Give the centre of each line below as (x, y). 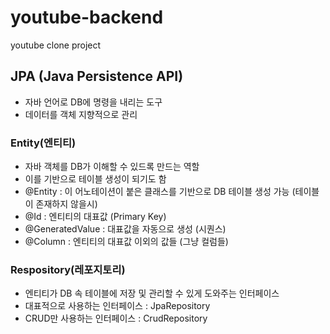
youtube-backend (87, 17)
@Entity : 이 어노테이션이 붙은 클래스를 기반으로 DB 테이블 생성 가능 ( (160, 192)
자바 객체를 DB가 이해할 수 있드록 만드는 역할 (112, 167)
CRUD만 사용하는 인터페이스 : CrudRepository (116, 318)
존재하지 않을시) (66, 204)
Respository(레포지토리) (68, 269)
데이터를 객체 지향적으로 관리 (81, 114)
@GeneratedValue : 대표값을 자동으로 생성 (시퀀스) (125, 229)
